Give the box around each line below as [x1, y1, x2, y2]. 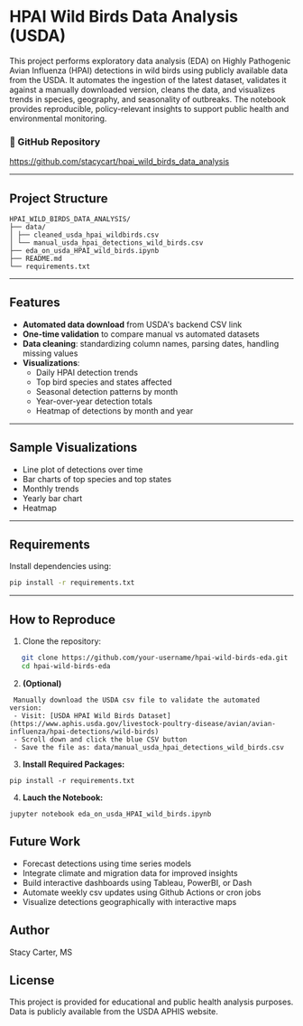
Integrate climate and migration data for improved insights [22, 867, 238, 878]
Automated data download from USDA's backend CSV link [22, 319, 243, 330]
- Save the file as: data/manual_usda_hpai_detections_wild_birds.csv [13, 742, 284, 751]
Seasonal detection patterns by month [35, 386, 179, 396]
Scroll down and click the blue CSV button [21, 734, 188, 744]
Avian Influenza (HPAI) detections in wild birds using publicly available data [9, 65, 289, 76]
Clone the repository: [22, 636, 102, 647]
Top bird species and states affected [35, 377, 173, 387]
